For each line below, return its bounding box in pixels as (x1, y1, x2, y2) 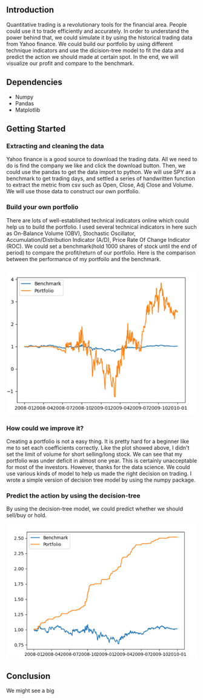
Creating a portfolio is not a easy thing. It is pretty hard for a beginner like (6, 438, 190, 445)
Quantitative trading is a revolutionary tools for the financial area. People (6, 21, 187, 28)
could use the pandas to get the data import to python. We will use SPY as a (6, 168, 196, 176)
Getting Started (6, 124, 66, 134)
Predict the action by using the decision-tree (6, 491, 141, 499)
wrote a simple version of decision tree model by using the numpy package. (6, 476, 196, 484)
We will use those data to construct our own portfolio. (6, 188, 141, 195)
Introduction (6, 5, 55, 15)
